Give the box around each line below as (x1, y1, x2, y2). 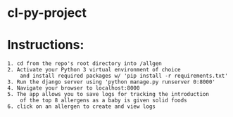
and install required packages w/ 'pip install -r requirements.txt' (20, 72, 229, 80)
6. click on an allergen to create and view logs (7, 103, 156, 110)
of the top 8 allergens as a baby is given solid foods (20, 97, 188, 104)
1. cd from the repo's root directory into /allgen (7, 60, 162, 67)
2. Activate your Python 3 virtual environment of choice (7, 67, 181, 74)
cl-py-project (7, 5, 87, 21)
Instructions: (7, 37, 84, 53)
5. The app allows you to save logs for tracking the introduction (7, 91, 210, 98)
